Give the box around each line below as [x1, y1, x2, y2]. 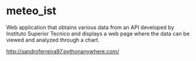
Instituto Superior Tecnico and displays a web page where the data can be [6, 30, 190, 37]
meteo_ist [6, 4, 57, 18]
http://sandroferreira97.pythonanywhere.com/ [6, 47, 119, 54]
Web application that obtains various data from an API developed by [6, 24, 174, 31]
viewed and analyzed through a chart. [6, 36, 100, 43]
